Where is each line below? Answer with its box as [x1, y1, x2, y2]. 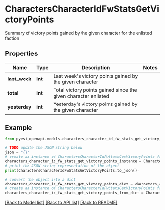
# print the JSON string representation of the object [5, 163, 120, 168]
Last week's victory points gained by [53, 72, 138, 79]
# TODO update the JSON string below [5, 145, 82, 150]
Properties [5, 50, 38, 58]
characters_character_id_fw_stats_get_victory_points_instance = [5, 159, 141, 164]
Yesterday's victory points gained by [53, 101, 137, 107]
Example [5, 124, 32, 132]
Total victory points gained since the [53, 86, 137, 93]
